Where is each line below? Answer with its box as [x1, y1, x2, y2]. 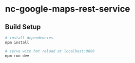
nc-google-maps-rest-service [5, 3, 131, 15]
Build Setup [5, 23, 41, 31]
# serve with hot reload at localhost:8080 [5, 48, 95, 54]
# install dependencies [5, 35, 54, 40]
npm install [5, 40, 29, 45]
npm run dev [5, 53, 29, 58]
